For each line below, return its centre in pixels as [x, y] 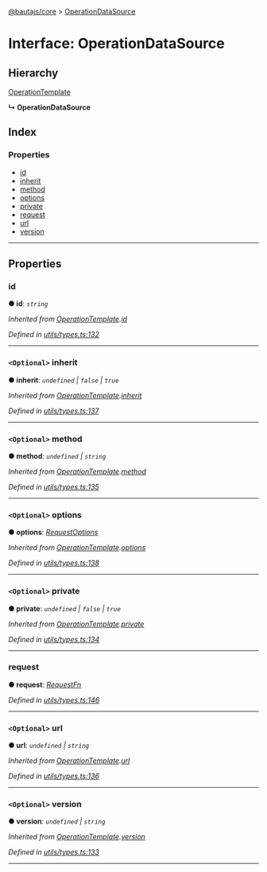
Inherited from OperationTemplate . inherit [75, 395]
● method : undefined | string [57, 455]
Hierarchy [33, 73]
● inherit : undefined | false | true [64, 380]
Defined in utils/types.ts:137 [54, 411]
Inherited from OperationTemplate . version [77, 837]
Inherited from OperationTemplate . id [68, 319]
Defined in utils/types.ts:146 [54, 700]
